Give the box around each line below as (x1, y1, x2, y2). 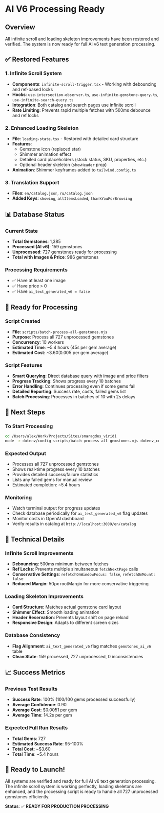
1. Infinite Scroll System (5, 70, 62, 77)
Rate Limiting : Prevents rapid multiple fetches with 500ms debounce (12, 107, 151, 113)
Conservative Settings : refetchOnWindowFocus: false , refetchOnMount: (12, 571, 156, 577)
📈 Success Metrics (5, 668, 65, 676)
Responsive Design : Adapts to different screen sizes (12, 620, 119, 625)
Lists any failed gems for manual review (12, 477, 92, 482)
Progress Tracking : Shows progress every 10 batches (12, 378, 121, 384)
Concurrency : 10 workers (12, 339, 64, 345)
